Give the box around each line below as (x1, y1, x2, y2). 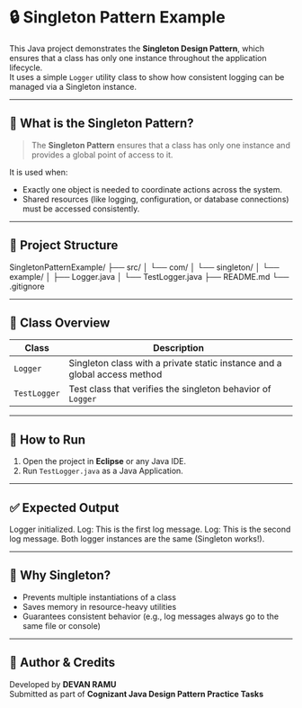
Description (152, 342, 205, 354)
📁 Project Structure (9, 237, 119, 253)
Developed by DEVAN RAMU (9, 678, 117, 689)
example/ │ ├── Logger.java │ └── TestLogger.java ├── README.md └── (9, 271, 289, 282)
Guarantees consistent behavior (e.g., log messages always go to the (22, 611, 280, 622)
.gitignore (9, 281, 45, 291)
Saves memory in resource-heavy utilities (22, 601, 177, 612)
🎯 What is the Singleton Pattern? (9, 116, 195, 131)
